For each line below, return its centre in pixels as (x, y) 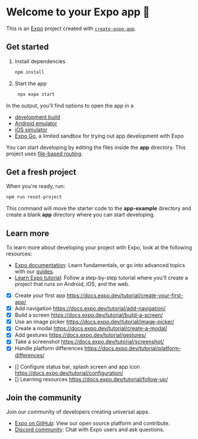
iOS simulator (31, 129)
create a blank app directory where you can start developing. (81, 214)
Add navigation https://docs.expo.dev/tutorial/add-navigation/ (90, 308)
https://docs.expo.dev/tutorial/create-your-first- (125, 295)
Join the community (44, 397)
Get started (27, 47)
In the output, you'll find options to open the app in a (70, 105)
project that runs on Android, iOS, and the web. (72, 284)
